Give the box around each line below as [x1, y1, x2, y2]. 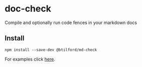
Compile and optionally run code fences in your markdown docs [5, 19, 137, 25]
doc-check [5, 3, 51, 14]
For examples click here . [5, 56, 56, 62]
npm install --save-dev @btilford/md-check [5, 47, 97, 52]
